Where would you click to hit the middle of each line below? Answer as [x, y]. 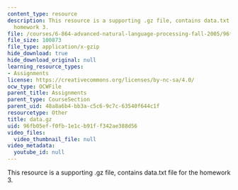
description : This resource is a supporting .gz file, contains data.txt [119, 21]
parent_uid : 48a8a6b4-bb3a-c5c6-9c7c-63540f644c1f [84, 106]
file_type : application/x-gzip [53, 47]
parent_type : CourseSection [49, 100]
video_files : [27, 133]
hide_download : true [38, 54]
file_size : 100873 [34, 40]
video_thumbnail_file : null [55, 139]
